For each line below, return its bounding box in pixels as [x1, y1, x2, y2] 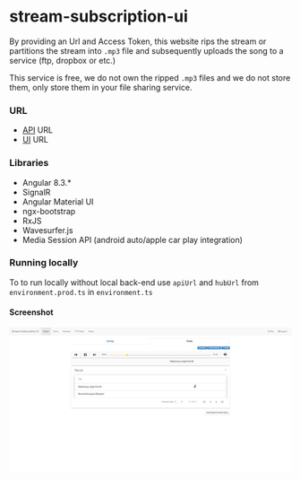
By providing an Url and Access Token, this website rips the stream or [9, 36, 267, 47]
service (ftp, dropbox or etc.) [9, 55, 116, 65]
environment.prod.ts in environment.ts [9, 286, 153, 297]
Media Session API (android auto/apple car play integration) [21, 234, 244, 245]
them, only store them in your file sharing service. [9, 82, 193, 92]
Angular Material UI [21, 196, 94, 207]
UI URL [21, 135, 49, 145]
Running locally [9, 257, 79, 269]
